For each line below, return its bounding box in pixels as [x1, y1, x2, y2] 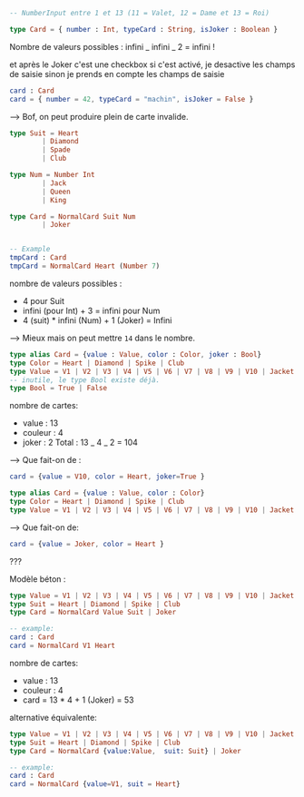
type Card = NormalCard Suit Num [9, 212, 136, 221]
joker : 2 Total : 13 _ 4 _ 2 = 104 [22, 437, 139, 448]
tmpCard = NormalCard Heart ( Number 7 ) [9, 261, 161, 271]
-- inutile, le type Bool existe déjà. [9, 375, 161, 385]
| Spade [42, 145, 71, 154]
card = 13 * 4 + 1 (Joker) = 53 [22, 694, 134, 705]
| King [42, 195, 67, 204]
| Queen [42, 187, 71, 196]
